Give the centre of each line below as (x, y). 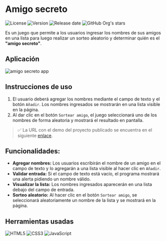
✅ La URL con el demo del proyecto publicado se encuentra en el (85, 130)
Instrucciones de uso (39, 87)
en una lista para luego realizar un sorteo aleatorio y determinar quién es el (82, 38)
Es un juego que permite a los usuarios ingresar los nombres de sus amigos (83, 32)
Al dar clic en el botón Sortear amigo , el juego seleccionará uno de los (85, 115)
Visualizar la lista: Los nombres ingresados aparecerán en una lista (82, 184)
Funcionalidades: (33, 151)
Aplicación (22, 59)
